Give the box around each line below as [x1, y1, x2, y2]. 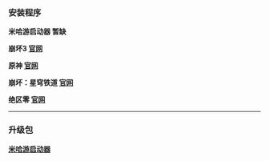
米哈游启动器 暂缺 [8, 26, 66, 37]
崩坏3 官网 [8, 44, 43, 54]
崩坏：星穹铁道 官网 [8, 78, 74, 87]
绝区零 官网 [8, 95, 46, 105]
